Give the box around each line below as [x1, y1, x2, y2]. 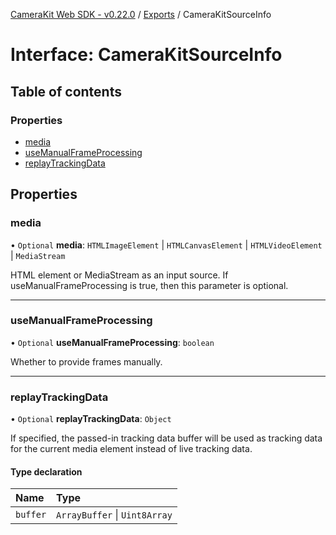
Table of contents [10, 83, 122, 100]
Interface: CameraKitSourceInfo [10, 44, 283, 66]
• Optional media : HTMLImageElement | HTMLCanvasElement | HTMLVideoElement [10, 239, 323, 251]
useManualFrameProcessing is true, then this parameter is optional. [10, 279, 289, 291]
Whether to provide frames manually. [10, 355, 163, 368]
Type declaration [10, 465, 83, 478]
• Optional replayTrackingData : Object [10, 413, 172, 425]
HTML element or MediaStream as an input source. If [10, 269, 229, 281]
